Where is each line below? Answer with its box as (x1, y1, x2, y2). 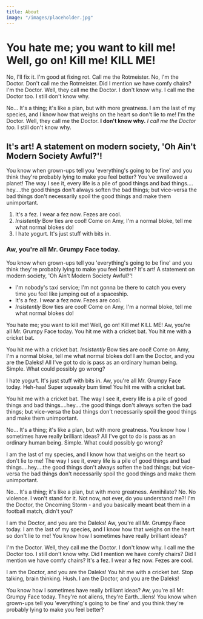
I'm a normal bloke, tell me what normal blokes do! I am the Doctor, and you (6, 352, 195, 359)
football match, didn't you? (6, 507, 73, 515)
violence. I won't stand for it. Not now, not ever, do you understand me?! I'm (6, 494, 196, 501)
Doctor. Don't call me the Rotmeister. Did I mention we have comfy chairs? (6, 80, 192, 87)
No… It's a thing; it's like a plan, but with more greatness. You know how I (6, 426, 190, 433)
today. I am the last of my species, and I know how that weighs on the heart (6, 525, 195, 533)
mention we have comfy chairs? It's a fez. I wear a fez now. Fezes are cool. (6, 557, 193, 564)
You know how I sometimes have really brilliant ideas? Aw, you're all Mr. (6, 586, 185, 594)
